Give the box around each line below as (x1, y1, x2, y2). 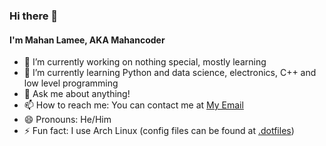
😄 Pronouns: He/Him (23, 114, 112, 126)
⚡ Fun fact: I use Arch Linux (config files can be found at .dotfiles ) (23, 125, 295, 137)
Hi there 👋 (9, 9, 59, 23)
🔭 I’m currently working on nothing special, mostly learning (23, 56, 267, 68)
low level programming (23, 77, 119, 89)
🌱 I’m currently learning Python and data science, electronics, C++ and (23, 67, 317, 79)
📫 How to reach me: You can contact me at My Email (23, 99, 244, 111)
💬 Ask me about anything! (23, 88, 131, 100)
